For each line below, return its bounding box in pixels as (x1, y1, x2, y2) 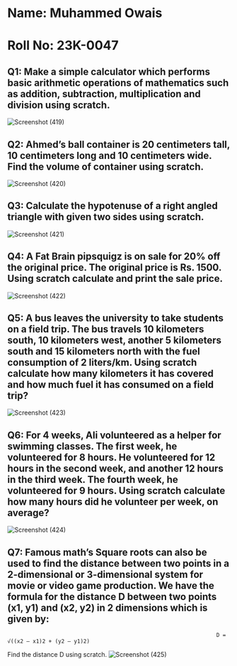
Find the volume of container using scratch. (7, 160, 204, 173)
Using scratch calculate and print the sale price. (7, 273, 223, 285)
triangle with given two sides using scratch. (7, 211, 204, 223)
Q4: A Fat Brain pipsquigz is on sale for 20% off (7, 251, 221, 263)
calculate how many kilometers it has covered (7, 368, 214, 380)
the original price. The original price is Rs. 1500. (7, 261, 221, 274)
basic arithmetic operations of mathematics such (7, 77, 229, 89)
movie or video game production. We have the (7, 579, 214, 591)
